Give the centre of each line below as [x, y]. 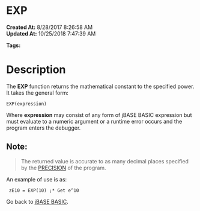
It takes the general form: [38, 93]
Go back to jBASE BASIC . [38, 201]
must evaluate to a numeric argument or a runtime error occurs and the [94, 121]
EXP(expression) [26, 104]
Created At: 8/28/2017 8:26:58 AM [50, 27]
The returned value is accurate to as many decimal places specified [105, 161]
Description [36, 70]
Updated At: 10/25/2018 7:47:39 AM [51, 33]
